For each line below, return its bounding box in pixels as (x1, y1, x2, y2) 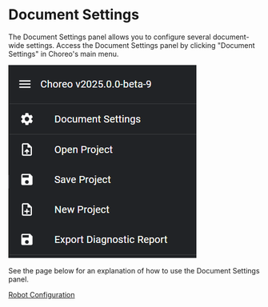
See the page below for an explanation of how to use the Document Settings (8, 265, 260, 275)
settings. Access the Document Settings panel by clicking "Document (26, 40, 255, 50)
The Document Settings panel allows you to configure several (8, 32, 211, 42)
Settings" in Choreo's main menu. (8, 49, 119, 58)
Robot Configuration (8, 289, 75, 299)
